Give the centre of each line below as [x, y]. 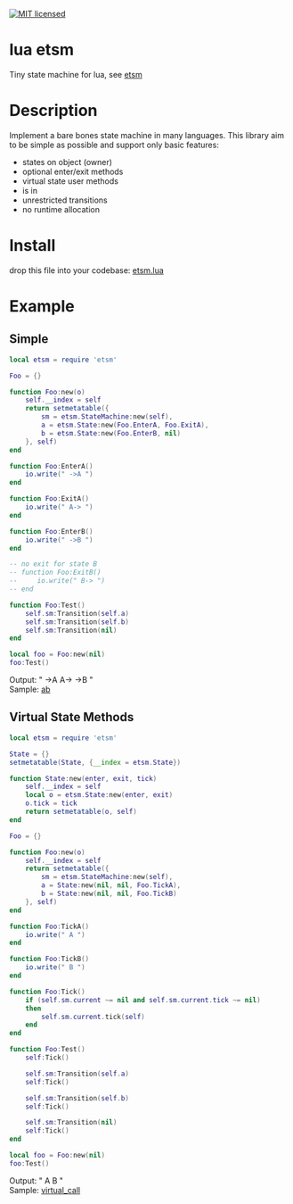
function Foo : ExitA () [49, 499]
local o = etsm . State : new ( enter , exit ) [99, 795]
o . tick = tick [51, 803]
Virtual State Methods [72, 717]
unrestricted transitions [65, 200]
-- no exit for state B [53, 564]
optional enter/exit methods [73, 171]
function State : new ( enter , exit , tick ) [83, 778]
